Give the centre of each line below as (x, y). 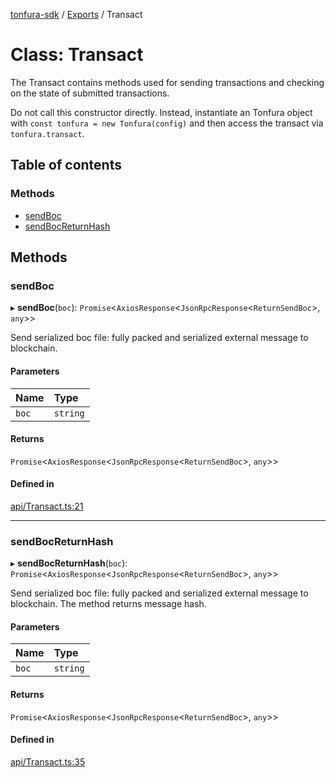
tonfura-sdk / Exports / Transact (76, 14)
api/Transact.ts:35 (48, 761)
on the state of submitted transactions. (90, 93)
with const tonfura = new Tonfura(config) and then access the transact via (167, 123)
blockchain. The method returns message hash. (108, 604)
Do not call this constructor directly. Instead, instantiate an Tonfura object (161, 112)
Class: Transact (77, 55)
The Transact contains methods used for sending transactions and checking (167, 82)
